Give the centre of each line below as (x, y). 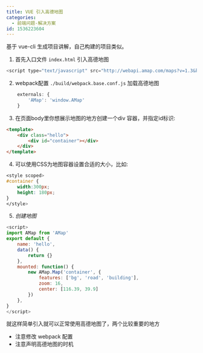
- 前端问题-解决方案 (34, 23)
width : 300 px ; (34, 187)
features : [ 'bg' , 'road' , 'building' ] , (89, 278)
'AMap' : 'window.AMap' (56, 100)
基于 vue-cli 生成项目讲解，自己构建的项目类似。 (67, 46)
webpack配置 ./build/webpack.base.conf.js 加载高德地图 (87, 83)
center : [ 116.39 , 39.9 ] (68, 289)
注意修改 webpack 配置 (44, 337)
